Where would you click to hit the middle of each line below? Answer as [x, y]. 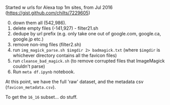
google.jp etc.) [28, 39]
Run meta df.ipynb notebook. [44, 72]
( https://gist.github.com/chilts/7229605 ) [48, 13]
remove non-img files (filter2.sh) [47, 45]
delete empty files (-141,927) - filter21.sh [55, 28]
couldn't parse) [29, 66]
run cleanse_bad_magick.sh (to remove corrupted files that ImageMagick [89, 61]
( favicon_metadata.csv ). [31, 87]
